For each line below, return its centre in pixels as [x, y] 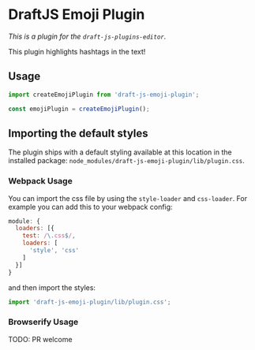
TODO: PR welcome [40, 339]
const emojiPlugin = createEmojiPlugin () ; [79, 109]
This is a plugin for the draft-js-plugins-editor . [87, 36]
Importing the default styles [78, 133]
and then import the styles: [52, 287]
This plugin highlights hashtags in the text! [77, 51]
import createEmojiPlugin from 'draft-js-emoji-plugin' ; [104, 95]
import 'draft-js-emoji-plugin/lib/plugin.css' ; [90, 302]
